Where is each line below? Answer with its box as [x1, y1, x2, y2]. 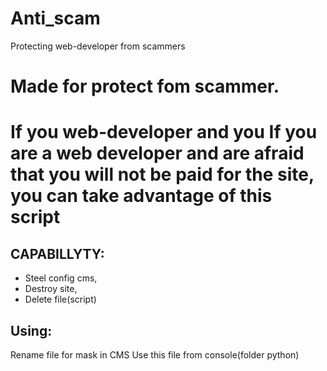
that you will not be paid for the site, [10, 163, 315, 186]
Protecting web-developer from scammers [10, 40, 186, 52]
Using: [10, 322, 53, 339]
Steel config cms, [24, 272, 98, 284]
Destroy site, [24, 283, 78, 295]
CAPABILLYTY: [10, 245, 105, 262]
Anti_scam [10, 7, 101, 30]
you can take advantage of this [10, 185, 273, 207]
